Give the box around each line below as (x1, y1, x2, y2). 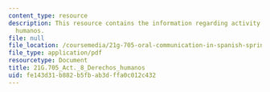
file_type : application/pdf (8, 49, 103, 57)
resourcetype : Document (8, 57, 88, 65)
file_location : (8, 42, 59, 50)
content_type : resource (8, 11, 88, 20)
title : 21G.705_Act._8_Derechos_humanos (8, 64, 146, 72)
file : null (8, 34, 45, 42)
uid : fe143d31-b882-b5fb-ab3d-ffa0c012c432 (8, 71, 157, 79)
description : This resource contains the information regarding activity (8, 19, 261, 27)
